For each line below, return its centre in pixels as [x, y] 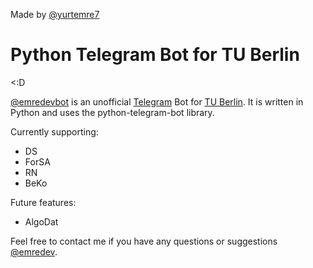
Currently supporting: [54, 131]
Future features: [43, 202]
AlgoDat [41, 221]
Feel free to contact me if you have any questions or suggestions [144, 241]
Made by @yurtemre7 [55, 14]
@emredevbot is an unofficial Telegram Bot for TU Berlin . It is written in [157, 101]
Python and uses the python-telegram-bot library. [112, 112]
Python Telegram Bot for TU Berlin [155, 55]
